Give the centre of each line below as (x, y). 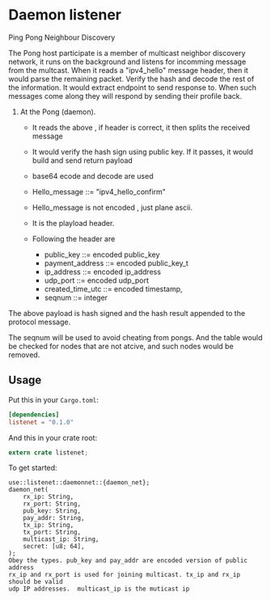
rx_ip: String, (49, 497)
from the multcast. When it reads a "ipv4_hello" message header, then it (128, 70)
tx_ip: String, (49, 525)
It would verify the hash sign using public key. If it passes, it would (142, 151)
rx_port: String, (52, 504)
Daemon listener (65, 15)
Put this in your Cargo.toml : (54, 399)
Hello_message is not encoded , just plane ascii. (112, 207)
